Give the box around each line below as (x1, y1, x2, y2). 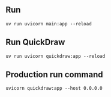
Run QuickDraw (5, 37, 65, 48)
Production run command (5, 69, 103, 80)
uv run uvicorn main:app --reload (5, 20, 92, 27)
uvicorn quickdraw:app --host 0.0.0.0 (5, 86, 103, 92)
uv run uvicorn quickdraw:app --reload (5, 53, 106, 59)
